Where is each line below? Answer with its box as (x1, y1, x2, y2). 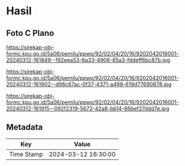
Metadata (6, 122, 43, 133)
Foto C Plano (6, 28, 54, 38)
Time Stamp (9, 150, 44, 158)
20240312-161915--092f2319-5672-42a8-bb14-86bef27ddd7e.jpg (6, 105, 169, 112)
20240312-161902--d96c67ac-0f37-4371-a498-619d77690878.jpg (6, 81, 172, 88)
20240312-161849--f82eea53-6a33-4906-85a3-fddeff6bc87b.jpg (6, 57, 171, 63)
